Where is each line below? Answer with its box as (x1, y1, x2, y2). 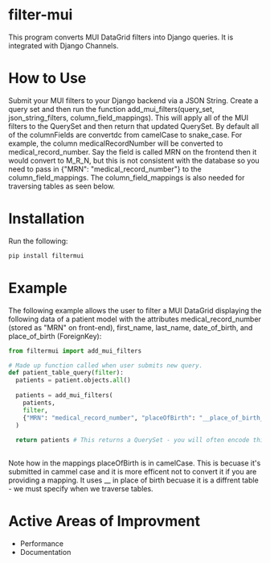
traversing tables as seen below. (8, 181, 115, 191)
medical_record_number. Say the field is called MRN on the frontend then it (8, 147, 257, 156)
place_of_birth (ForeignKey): (8, 331, 102, 341)
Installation (8, 209, 85, 228)
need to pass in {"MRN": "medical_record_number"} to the (8, 164, 202, 174)
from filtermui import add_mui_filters (8, 346, 142, 355)
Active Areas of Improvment (8, 512, 201, 531)
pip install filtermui (8, 251, 84, 259)
